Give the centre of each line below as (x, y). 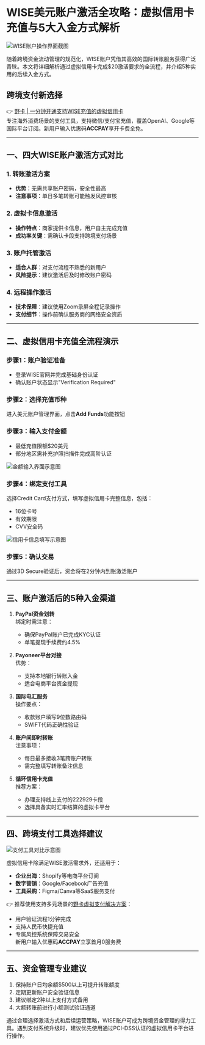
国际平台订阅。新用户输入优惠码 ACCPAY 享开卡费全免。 (76, 128)
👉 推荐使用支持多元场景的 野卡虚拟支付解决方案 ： (69, 904)
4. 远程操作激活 (29, 292)
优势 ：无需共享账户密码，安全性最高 (61, 188)
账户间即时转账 (34, 738)
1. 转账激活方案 (28, 174)
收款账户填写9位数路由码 (56, 717)
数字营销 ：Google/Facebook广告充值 (62, 883)
